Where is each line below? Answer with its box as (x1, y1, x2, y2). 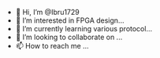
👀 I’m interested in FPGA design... (15, 16, 125, 25)
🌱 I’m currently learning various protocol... (15, 24, 153, 33)
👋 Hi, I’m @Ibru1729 (15, 8, 80, 16)
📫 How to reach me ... (15, 42, 89, 50)
